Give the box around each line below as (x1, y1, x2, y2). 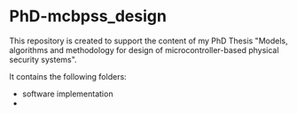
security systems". (9, 54, 77, 65)
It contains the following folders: (9, 71, 127, 81)
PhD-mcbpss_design (9, 6, 167, 27)
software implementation (21, 88, 113, 99)
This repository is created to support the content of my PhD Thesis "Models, (9, 35, 288, 46)
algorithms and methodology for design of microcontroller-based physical (9, 44, 279, 55)
